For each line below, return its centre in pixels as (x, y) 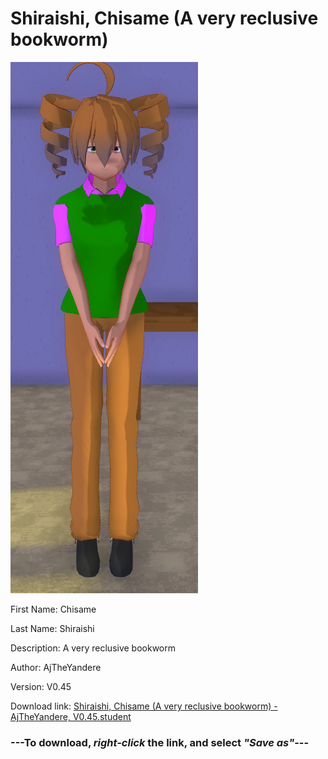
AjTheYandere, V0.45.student (71, 716)
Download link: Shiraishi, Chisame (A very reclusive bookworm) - (144, 706)
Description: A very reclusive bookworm (93, 648)
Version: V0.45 (41, 686)
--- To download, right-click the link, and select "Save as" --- (160, 742)
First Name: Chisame (53, 609)
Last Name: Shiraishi (52, 628)
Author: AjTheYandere (56, 667)
